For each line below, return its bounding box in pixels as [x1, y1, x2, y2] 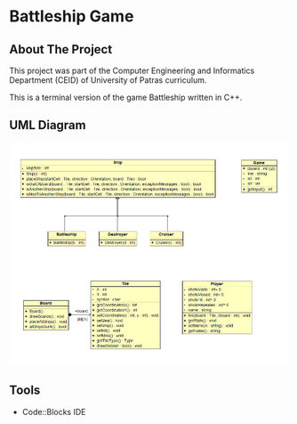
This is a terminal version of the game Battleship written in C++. [9, 92, 243, 102]
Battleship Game [9, 6, 134, 27]
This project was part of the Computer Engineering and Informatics [9, 65, 255, 76]
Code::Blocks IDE [21, 406, 86, 417]
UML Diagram [9, 118, 86, 133]
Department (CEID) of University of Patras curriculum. [9, 75, 207, 86]
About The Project [9, 42, 113, 57]
